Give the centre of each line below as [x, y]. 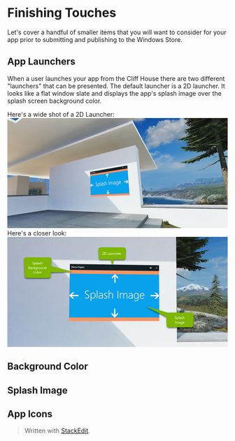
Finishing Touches [62, 13]
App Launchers [41, 62]
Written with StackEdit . [57, 431]
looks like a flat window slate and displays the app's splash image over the [114, 93]
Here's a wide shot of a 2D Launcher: [61, 114]
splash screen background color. [55, 101]
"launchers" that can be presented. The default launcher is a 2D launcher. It [116, 86]
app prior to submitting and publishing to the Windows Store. [95, 39]
